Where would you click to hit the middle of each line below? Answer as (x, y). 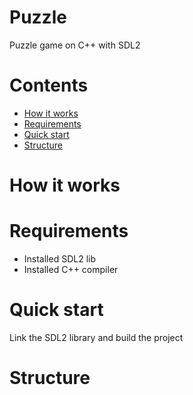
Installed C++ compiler (71, 269)
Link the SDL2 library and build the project (96, 337)
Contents (49, 85)
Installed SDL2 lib (60, 259)
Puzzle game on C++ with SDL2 (75, 45)
